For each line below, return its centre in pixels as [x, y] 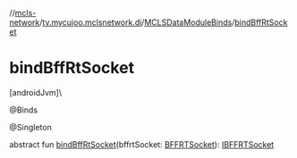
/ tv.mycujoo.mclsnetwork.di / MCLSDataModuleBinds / [137, 22]
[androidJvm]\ [36, 92]
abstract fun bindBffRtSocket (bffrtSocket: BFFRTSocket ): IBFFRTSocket [142, 144]
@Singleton [30, 127]
